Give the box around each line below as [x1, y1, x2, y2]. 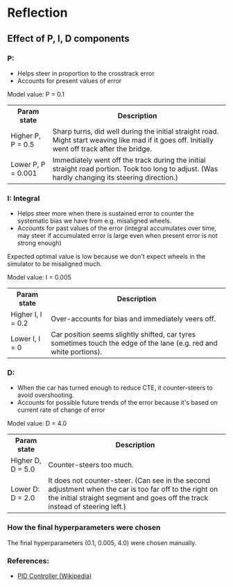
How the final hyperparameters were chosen [7, 523, 161, 533]
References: [7, 556, 50, 565]
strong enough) [17, 239, 62, 248]
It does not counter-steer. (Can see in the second [48, 476, 210, 485]
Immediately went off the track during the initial [52, 155, 206, 165]
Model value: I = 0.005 [7, 273, 71, 282]
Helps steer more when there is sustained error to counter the [17, 209, 194, 218]
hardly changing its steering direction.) [52, 172, 179, 182]
